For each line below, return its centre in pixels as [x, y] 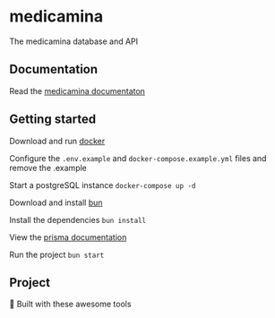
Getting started [53, 120]
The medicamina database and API [74, 41]
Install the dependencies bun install [77, 219]
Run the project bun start [57, 254]
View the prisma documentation [68, 237]
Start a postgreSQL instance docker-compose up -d [103, 185]
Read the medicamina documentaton [77, 90]
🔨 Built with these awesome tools [70, 304]
